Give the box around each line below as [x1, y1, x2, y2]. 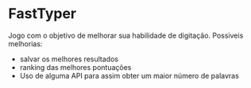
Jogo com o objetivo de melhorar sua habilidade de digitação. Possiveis [8, 31, 244, 40]
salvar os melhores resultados [19, 54, 119, 64]
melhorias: [8, 38, 43, 48]
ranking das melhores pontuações [19, 62, 132, 71]
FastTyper [8, 5, 77, 23]
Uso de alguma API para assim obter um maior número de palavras [19, 71, 240, 80]
